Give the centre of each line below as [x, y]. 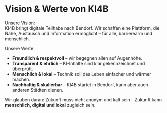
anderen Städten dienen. [38, 90]
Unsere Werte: [20, 48]
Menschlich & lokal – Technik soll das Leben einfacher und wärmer [82, 74]
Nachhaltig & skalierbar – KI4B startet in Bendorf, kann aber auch [80, 85]
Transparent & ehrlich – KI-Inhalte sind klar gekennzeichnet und [79, 63]
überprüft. [23, 69]
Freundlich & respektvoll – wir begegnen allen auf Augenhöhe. [77, 58]
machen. [21, 79]
